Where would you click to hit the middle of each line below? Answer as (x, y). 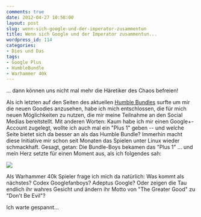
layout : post (23, 23)
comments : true (25, 12)
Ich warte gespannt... (32, 207)
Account (17, 128)
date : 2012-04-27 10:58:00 (40, 17)
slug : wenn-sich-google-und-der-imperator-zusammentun (76, 29)
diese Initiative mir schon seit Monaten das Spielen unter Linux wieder (93, 141)
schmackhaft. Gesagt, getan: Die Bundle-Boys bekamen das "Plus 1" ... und (100, 147)
